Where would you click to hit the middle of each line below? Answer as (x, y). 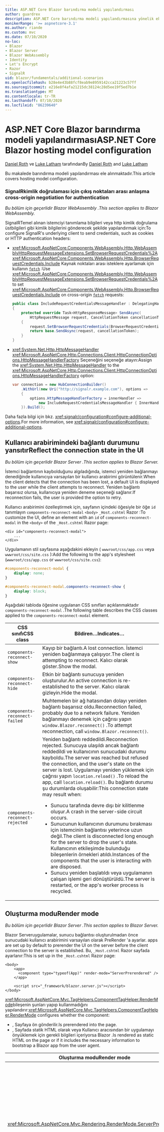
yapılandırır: (17, 1010)
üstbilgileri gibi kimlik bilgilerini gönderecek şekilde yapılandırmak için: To (78, 228)
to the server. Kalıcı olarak (100, 687)
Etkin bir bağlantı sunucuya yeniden (83, 674)
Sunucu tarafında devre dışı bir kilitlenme (97, 806)
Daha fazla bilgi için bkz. (30, 417)
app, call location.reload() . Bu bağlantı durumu (98, 782)
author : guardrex (23, 14)
